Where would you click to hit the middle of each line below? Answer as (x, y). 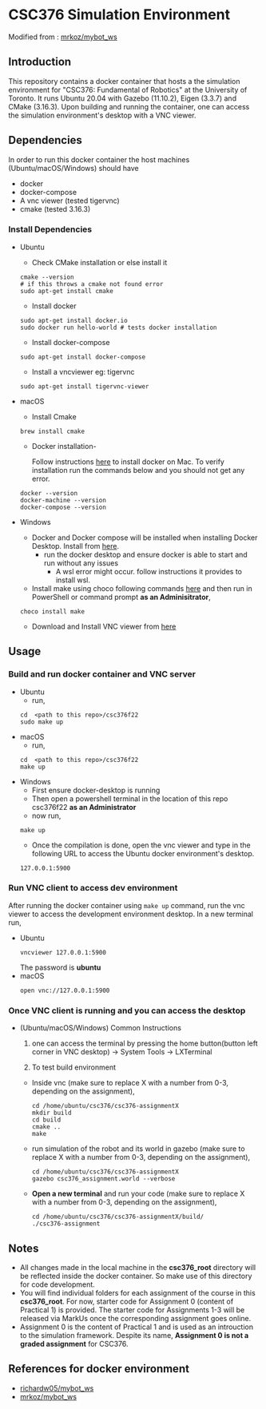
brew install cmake (52, 431)
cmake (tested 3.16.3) (55, 208)
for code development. (58, 1284)
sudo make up (42, 722)
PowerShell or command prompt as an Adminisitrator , (121, 597)
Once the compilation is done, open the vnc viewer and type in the (141, 845)
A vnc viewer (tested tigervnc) (69, 200)
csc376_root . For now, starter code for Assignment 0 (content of (127, 1301)
